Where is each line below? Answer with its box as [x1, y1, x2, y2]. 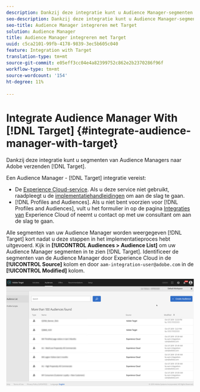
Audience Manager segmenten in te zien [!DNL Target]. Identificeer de [6, 248, 179, 256]
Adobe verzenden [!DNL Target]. [6, 163, 86, 170]
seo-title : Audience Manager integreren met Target [6, 22, 137, 28]
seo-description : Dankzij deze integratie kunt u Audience [6, 15, 156, 22]
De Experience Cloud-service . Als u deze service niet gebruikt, [14, 186, 170, 193]
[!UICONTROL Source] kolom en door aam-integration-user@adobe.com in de [6, 261, 194, 268]
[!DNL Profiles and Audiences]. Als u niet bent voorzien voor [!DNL [14, 198, 179, 206]
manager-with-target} [6, 137, 118, 150]
